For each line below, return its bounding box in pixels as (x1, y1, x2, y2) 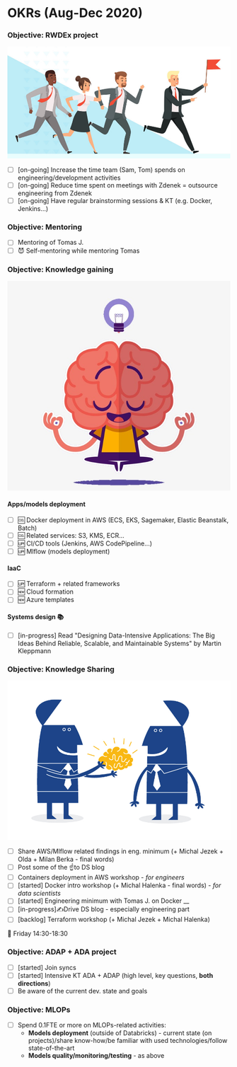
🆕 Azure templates (17, 596, 74, 604)
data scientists (17, 889, 62, 898)
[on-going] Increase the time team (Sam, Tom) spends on (17, 165, 185, 174)
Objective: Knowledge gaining (7, 264, 114, 274)
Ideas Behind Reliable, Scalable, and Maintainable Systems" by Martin (17, 639, 221, 647)
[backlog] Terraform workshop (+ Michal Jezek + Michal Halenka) (17, 915, 210, 924)
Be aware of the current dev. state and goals (17, 986, 148, 995)
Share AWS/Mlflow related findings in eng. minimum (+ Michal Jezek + (17, 847, 224, 855)
